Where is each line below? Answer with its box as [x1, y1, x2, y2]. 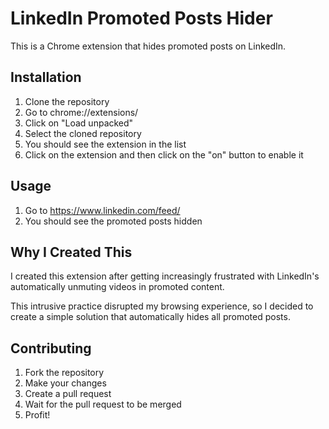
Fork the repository [24, 367, 105, 379]
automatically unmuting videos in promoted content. [10, 281, 225, 293]
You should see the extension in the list [24, 138, 187, 150]
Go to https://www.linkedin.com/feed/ [24, 204, 181, 216]
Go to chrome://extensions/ [24, 106, 139, 118]
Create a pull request [24, 388, 112, 400]
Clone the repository [24, 95, 110, 107]
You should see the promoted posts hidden [24, 215, 203, 227]
